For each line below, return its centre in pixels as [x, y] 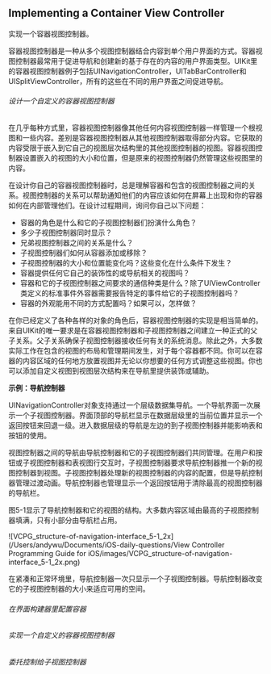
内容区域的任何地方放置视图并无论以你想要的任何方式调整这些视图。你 [139, 361]
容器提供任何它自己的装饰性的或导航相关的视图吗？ [105, 273]
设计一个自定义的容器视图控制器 [61, 101]
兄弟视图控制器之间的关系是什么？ [77, 243]
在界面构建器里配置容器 [47, 609]
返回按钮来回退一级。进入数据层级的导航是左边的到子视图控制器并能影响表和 [135, 425]
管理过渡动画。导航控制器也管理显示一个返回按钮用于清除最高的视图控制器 [139, 483]
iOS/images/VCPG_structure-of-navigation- [160, 554]
